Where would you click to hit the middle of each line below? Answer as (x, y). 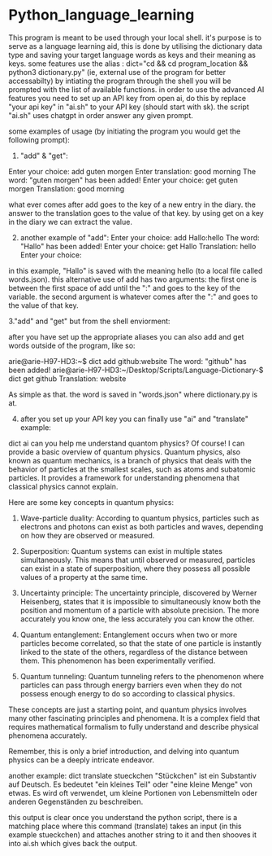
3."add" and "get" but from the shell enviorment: (89, 321)
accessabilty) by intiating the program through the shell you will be (120, 81)
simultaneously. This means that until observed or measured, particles (138, 560)
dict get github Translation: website (67, 378)
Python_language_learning (101, 15)
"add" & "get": (44, 156)
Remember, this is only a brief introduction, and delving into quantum (124, 751)
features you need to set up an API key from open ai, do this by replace (127, 98)
